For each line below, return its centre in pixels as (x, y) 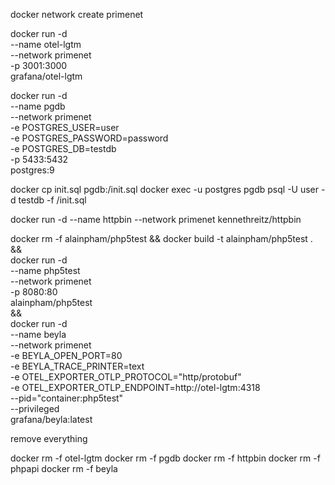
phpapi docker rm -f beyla (64, 468)
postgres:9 (32, 170)
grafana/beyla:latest (51, 419)
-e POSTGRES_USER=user (65, 127)
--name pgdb (38, 106)
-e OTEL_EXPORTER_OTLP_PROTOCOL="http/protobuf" (126, 377)
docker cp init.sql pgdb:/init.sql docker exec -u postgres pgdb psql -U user (165, 189)
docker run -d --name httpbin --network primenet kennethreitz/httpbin (156, 219)
